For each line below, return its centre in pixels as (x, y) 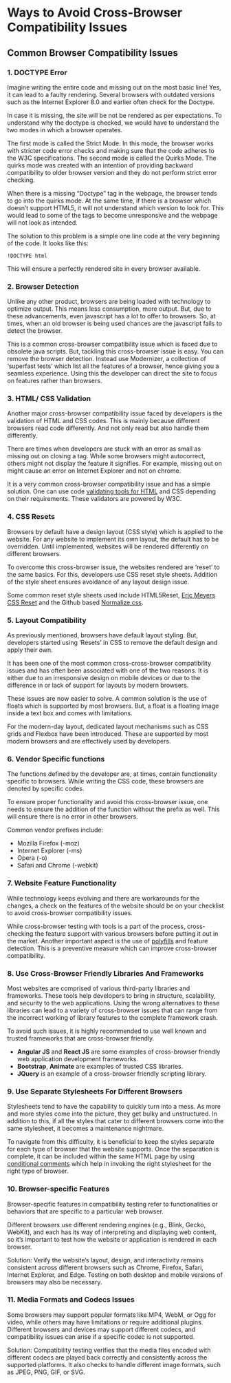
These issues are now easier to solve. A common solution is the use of (107, 699)
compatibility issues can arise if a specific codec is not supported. (101, 1336)
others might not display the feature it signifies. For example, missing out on (114, 464)
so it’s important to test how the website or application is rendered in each (112, 1239)
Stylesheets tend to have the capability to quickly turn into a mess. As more (114, 1107)
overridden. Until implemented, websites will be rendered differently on (108, 546)
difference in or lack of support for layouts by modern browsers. (98, 685)
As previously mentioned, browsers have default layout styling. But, (102, 635)
